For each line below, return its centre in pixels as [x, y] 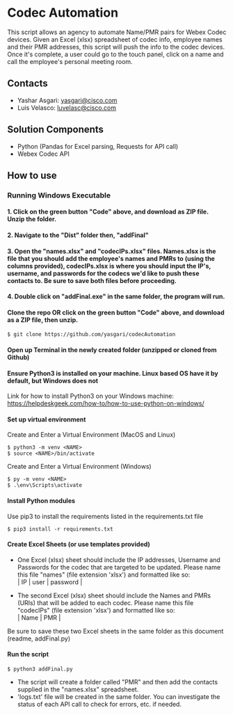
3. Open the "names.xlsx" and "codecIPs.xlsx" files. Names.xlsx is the [112, 251]
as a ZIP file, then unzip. [43, 320]
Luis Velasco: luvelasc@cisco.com [67, 107]
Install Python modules [41, 501]
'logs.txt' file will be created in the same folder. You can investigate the [119, 697]
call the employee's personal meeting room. [70, 61]
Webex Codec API [43, 154]
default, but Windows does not [53, 380]
